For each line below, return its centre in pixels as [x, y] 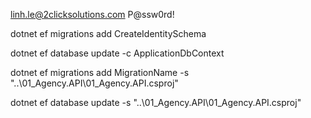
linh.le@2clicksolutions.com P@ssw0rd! [92, 14]
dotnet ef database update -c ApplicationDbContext [117, 53]
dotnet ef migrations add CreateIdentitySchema [108, 33]
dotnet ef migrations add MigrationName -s [100, 72]
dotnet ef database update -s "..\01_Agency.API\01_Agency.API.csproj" [156, 102]
